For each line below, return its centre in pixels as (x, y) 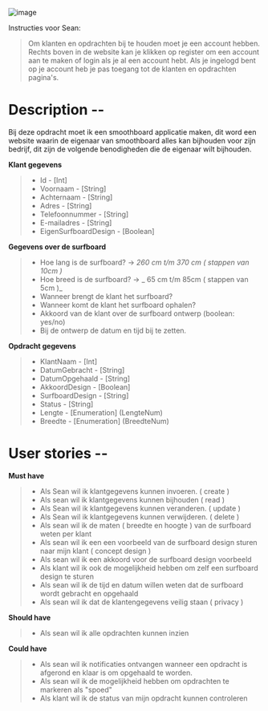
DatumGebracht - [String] (82, 370)
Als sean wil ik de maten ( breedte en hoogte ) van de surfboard (145, 525)
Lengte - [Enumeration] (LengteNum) (101, 412)
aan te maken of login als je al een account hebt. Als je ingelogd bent (142, 61)
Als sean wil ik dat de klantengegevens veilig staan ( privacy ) (142, 602)
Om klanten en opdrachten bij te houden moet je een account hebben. (144, 43)
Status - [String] (67, 404)
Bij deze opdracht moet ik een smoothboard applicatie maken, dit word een (132, 131)
